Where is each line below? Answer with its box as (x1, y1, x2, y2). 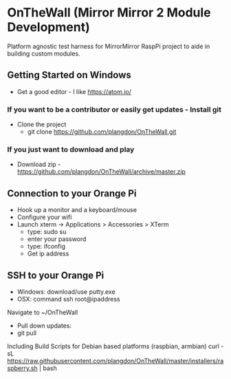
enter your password (27, 235, 87, 243)
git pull (16, 328, 36, 337)
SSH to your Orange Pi (7, 269, 104, 281)
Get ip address (27, 249, 69, 258)
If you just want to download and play (7, 144, 135, 154)
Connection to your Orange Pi (7, 187, 137, 199)
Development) (7, 19, 91, 35)
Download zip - (16, 160, 61, 169)
